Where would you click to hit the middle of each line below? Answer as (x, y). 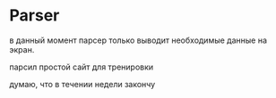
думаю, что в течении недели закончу (82, 84)
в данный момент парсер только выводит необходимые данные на (138, 40)
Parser (34, 16)
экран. (22, 49)
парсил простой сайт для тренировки (82, 67)
